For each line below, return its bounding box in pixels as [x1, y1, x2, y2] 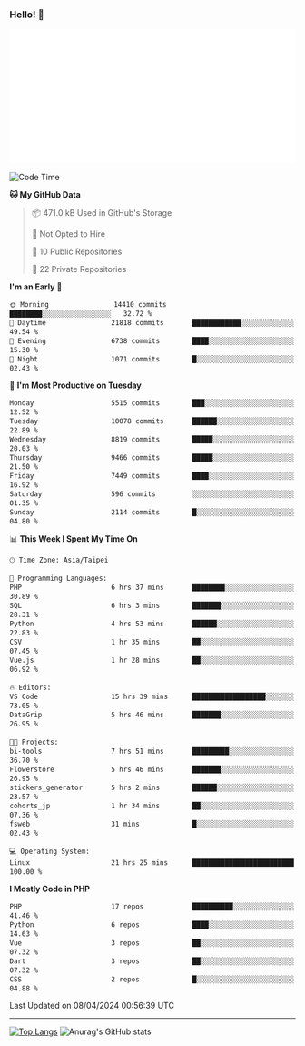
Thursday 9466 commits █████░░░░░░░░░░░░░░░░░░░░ [9, 453, 295, 462]
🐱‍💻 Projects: [9, 737, 59, 747]
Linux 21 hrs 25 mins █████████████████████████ [9, 858, 295, 868]
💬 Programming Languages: [9, 574, 107, 584]
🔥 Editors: [9, 683, 52, 693]
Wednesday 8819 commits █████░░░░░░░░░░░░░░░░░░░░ [9, 435, 295, 444]
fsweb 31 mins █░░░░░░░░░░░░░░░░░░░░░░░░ [9, 819, 295, 829]
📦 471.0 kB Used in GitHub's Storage [31, 208, 172, 218]
